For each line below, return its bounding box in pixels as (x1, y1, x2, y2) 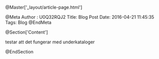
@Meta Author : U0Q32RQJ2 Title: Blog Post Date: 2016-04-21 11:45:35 (5, 14, 154, 20)
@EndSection (5, 49, 34, 54)
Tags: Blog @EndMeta (5, 20, 52, 25)
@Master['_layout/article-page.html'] (5, 5, 83, 10)
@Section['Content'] (5, 29, 48, 35)
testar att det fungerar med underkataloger (5, 39, 95, 45)
